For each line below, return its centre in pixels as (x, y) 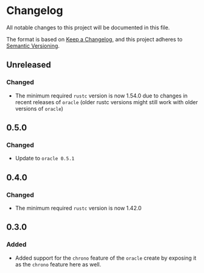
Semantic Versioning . (33, 46)
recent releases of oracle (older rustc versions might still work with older (107, 102)
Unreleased (29, 65)
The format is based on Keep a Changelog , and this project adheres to (94, 39)
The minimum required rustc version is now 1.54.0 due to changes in (101, 96)
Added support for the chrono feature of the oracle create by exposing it (106, 258)
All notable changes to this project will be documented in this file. (88, 27)
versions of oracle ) (39, 108)
